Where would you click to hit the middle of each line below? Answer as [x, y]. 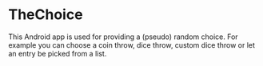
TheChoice [46, 15]
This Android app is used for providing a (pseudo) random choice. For [123, 37]
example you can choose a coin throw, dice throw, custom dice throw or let [132, 45]
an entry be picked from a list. [58, 53]
